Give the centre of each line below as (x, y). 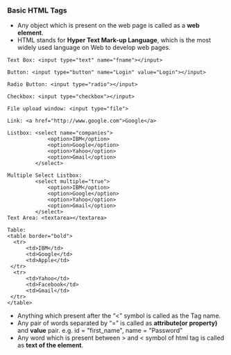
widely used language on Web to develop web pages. (94, 48)
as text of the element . (50, 345)
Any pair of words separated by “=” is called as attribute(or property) (117, 323)
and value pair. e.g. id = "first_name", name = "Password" (100, 331)
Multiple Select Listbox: (44, 175)
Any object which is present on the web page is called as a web (108, 26)
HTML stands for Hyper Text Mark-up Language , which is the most (114, 40)
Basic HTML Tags (37, 10)
